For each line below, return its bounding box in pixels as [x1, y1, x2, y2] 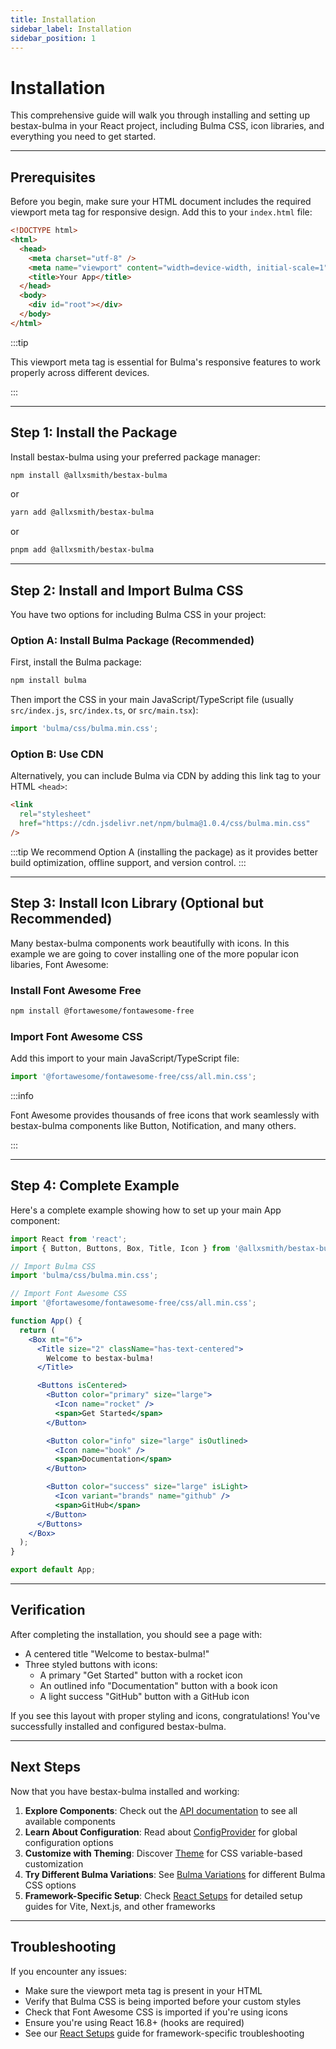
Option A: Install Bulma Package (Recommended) [10, 633, 255, 647]
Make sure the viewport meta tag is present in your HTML [24, 1984, 263, 1996]
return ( [19, 1325, 56, 1335]
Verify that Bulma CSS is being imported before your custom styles [24, 1995, 302, 2007]
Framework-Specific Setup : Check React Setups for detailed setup [24, 1889, 303, 1901]
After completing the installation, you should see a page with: [10, 1628, 263, 1640]
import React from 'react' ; [10, 1234, 128, 1244]
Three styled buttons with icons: [24, 1658, 158, 1670]
